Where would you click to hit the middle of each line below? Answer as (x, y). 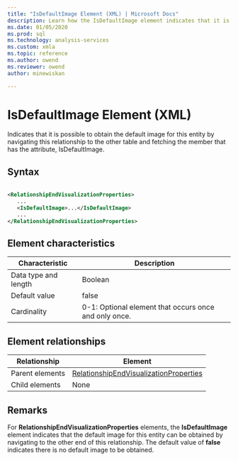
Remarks (28, 410)
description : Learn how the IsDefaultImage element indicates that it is (119, 21)
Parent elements (38, 374)
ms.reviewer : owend (36, 67)
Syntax (23, 172)
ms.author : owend (33, 60)
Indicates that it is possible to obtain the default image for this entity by (111, 134)
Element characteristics (61, 243)
